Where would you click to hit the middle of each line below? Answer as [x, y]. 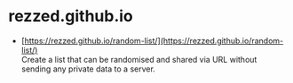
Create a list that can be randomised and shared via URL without [139, 59]
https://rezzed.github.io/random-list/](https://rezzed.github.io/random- [154, 41]
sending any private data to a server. [88, 69]
